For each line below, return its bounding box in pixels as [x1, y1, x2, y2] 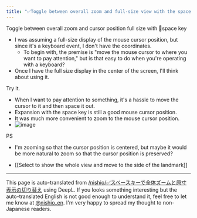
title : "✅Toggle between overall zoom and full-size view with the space [6, 8, 192, 15]
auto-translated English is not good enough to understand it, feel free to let [6, 193, 187, 200]
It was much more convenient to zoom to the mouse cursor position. [14, 115, 180, 122]
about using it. [14, 73, 50, 80]
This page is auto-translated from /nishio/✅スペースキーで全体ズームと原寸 [6, 179, 187, 186]
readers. [31, 205, 52, 212]
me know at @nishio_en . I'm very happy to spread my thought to [6, 199, 162, 206]
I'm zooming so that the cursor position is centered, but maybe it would [14, 144, 187, 151]
